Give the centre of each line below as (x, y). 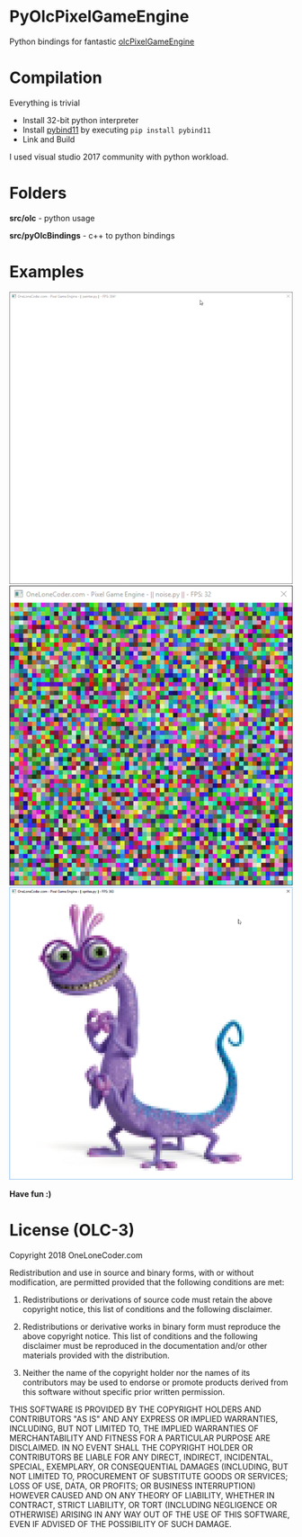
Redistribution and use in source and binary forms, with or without (132, 1272)
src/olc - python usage (52, 218)
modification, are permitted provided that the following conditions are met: (147, 1282)
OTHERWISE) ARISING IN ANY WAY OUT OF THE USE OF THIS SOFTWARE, (150, 1515)
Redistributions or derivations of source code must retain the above (147, 1299)
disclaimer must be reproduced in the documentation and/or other (145, 1345)
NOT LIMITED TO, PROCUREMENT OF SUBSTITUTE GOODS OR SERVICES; (149, 1476)
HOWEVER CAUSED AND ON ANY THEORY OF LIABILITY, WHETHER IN (142, 1495)
